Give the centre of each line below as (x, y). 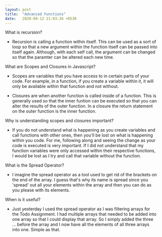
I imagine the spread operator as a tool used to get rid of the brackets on (84, 175)
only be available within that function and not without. (66, 86)
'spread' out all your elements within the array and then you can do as (82, 185)
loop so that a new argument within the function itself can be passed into (85, 47)
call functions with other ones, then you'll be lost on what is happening (82, 135)
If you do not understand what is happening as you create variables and (84, 130)
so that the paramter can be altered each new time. (63, 57)
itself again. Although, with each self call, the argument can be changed (84, 52)
